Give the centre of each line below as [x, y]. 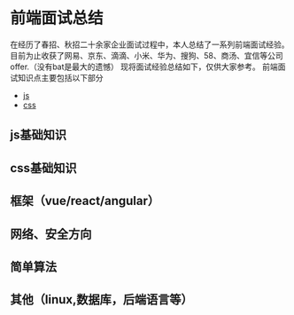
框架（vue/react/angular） [85, 201]
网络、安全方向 [51, 234]
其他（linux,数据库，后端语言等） [101, 299]
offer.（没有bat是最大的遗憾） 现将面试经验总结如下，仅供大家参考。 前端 [144, 67]
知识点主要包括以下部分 [60, 77]
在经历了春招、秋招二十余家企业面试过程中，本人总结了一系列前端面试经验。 [150, 44]
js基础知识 [39, 135]
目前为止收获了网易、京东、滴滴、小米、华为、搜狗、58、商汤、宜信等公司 [147, 55]
